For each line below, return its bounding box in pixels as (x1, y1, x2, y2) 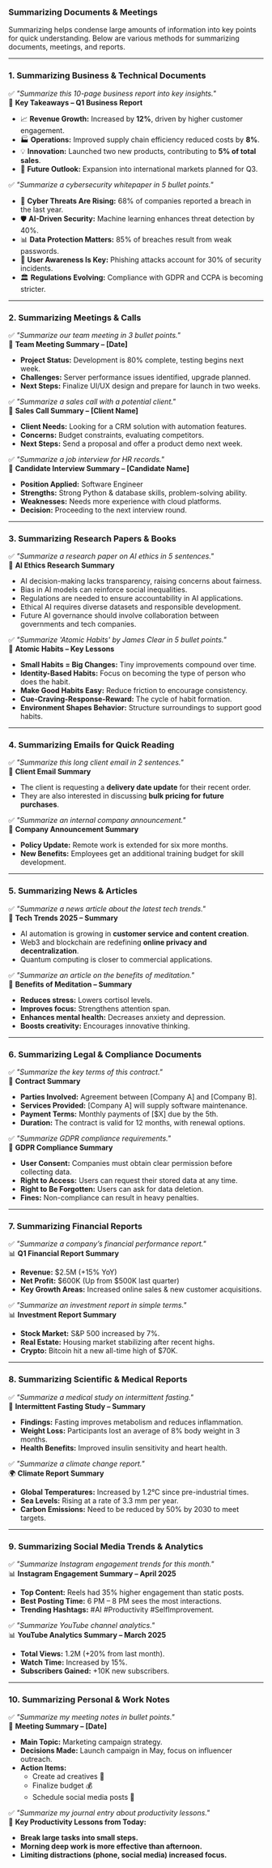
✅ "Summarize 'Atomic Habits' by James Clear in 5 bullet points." (8, 635, 227, 645)
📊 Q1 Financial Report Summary (8, 1249, 120, 1258)
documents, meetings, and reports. (8, 42, 125, 52)
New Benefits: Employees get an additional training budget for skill (19, 849, 244, 859)
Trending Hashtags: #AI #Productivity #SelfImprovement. (19, 1605, 215, 1614)
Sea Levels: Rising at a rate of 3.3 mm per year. (19, 1495, 180, 1506)
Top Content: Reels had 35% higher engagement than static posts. (19, 1587, 244, 1597)
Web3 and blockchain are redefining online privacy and (19, 937, 207, 947)
